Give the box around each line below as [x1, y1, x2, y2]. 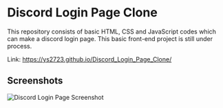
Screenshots [7, 75, 63, 87]
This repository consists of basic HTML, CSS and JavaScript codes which [7, 27, 217, 36]
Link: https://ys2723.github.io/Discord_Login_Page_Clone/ [7, 55, 172, 63]
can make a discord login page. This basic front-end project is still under [7, 34, 213, 42]
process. [7, 42, 32, 50]
